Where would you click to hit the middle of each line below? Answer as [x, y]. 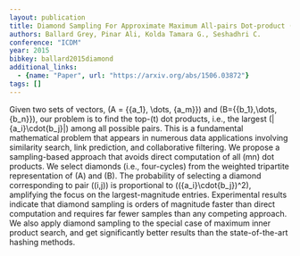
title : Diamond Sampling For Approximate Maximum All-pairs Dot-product [147, 26]
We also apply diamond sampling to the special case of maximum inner [140, 223]
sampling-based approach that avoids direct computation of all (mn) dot [142, 156]
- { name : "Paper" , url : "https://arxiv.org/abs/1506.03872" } [133, 76]
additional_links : [43, 68]
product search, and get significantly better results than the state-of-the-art [149, 232]
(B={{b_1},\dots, [248, 109]
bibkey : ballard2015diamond [62, 59]
